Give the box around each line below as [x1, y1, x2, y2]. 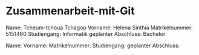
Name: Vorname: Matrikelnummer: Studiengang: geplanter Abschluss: [5, 42, 180, 49]
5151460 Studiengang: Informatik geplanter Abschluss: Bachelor [5, 30, 166, 37]
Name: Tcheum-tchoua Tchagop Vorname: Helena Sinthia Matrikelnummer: [5, 24, 193, 31]
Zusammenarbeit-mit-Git [5, 4, 135, 18]
